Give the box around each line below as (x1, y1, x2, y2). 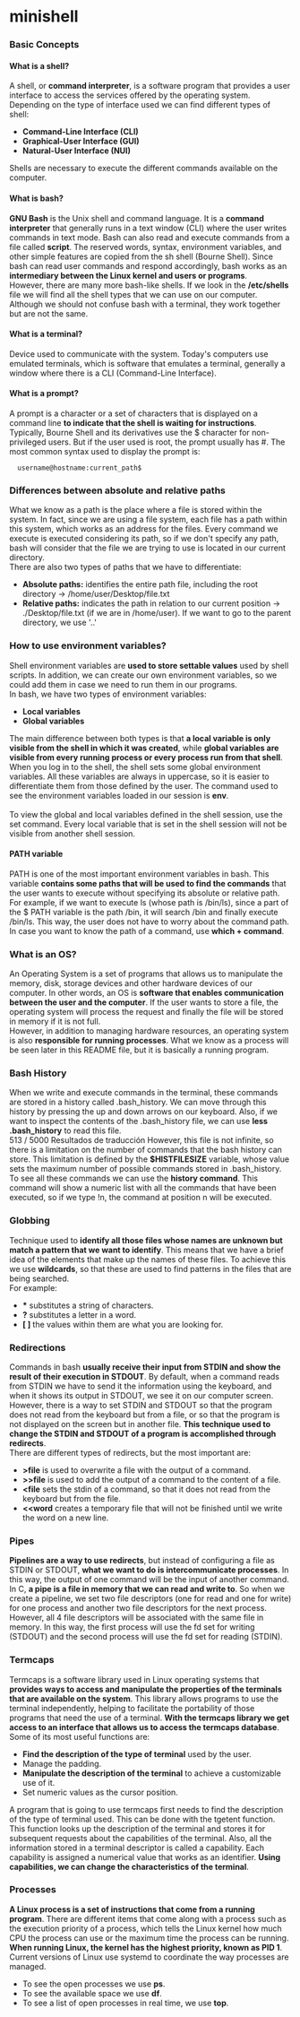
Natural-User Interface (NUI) (21, 145, 132, 156)
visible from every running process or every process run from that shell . (9, 751, 284, 763)
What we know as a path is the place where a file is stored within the (9, 505, 262, 515)
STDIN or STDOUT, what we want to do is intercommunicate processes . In (9, 1564, 289, 1575)
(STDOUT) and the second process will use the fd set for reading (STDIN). (9, 1632, 284, 1642)
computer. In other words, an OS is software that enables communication (9, 988, 284, 999)
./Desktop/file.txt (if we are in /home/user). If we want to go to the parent (21, 608, 292, 619)
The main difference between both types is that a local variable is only (9, 732, 271, 743)
